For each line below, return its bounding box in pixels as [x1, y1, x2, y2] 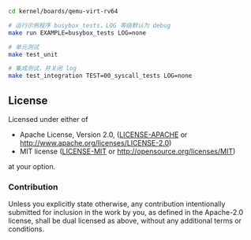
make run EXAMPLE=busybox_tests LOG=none [8, 28, 147, 37]
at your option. [8, 161, 56, 171]
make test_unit [8, 50, 58, 58]
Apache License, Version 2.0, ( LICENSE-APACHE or [19, 130, 188, 139]
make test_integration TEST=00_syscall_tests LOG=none [8, 72, 193, 80]
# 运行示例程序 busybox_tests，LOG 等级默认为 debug [8, 21, 171, 29]
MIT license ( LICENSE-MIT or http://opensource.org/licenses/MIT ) [19, 146, 236, 156]
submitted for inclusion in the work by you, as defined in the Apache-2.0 [8, 208, 243, 217]
